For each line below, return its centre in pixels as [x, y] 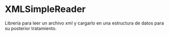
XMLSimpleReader [45, 9]
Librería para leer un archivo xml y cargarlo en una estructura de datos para [84, 23]
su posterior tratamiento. [31, 28]
